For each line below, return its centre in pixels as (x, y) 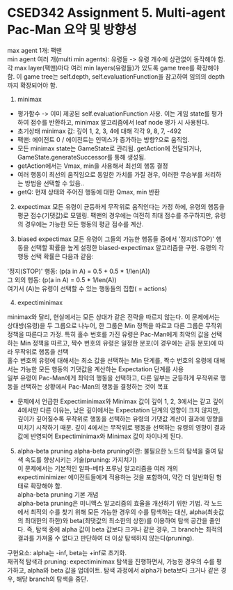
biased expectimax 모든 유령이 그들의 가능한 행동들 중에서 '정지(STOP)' (115, 239)
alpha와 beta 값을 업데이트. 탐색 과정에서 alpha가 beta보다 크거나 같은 (123, 570)
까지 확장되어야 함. (32, 85)
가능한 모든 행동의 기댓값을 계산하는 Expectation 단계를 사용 (102, 369)
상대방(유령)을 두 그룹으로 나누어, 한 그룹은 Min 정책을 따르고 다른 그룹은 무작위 (115, 325)
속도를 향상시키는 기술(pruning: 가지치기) (81, 459)
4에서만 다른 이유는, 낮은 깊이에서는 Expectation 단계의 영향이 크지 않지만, (119, 410)
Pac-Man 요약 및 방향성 (72, 30)
